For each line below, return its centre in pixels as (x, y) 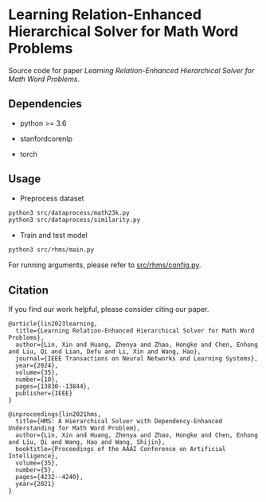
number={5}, (35, 470)
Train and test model (53, 235)
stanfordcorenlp (46, 138)
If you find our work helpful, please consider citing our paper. (109, 309)
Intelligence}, (33, 456)
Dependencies (45, 104)
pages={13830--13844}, (53, 387)
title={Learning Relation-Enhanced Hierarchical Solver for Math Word (135, 331)
